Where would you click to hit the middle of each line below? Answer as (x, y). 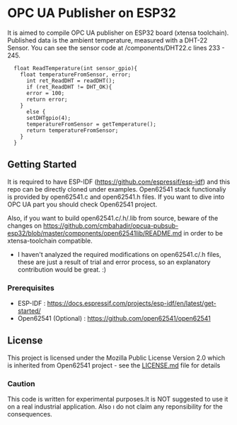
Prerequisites (31, 287)
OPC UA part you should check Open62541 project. (82, 204)
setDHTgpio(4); (48, 118)
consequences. (30, 414)
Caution (21, 383)
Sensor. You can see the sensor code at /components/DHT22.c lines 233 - (116, 48)
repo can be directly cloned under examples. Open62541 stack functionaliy (117, 189)
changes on (25, 226)
